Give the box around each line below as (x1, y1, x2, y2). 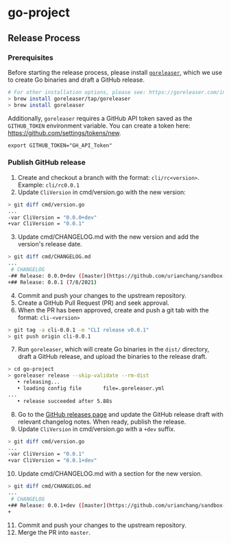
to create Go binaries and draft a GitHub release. (8, 76, 145, 84)
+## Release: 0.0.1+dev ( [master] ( (8, 502, 110, 509)
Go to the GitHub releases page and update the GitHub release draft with (17, 410, 223, 418)
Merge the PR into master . (17, 528, 91, 536)
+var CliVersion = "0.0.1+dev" (8, 457, 97, 464)
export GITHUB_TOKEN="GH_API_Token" (8, 142, 112, 149)
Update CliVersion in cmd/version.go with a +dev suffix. (17, 424, 175, 433)
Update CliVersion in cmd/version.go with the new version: (17, 187, 186, 196)
